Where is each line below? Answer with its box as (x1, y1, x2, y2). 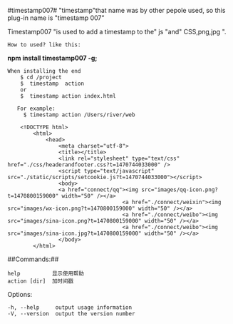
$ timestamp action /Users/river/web (23, 111, 135, 118)
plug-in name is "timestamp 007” (7, 14, 105, 22)
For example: (16, 105, 56, 112)
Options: (7, 290, 33, 298)
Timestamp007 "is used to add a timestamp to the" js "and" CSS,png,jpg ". (7, 28, 227, 36)
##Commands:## (7, 255, 59, 263)
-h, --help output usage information (7, 304, 133, 311)
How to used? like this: (7, 41, 81, 49)
